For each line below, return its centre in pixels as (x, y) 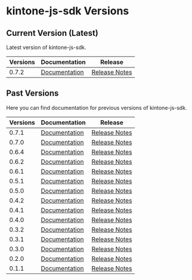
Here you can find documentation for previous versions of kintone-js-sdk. (97, 107)
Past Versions (32, 93)
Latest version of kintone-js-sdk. (46, 47)
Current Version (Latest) (52, 33)
